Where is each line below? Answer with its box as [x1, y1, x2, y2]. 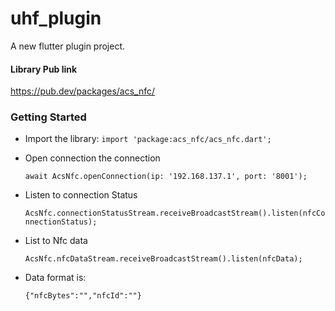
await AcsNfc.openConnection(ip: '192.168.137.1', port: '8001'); [24, 172, 308, 182]
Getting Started [10, 110, 87, 124]
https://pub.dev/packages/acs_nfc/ [10, 85, 156, 97]
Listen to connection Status [24, 189, 138, 201]
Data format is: [24, 272, 87, 284]
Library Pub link [10, 63, 78, 75]
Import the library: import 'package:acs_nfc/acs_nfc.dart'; [24, 133, 272, 145]
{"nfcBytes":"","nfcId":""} [24, 291, 142, 301]
